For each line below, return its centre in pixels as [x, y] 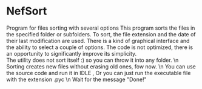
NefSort [27, 11]
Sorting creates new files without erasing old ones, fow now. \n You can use [101, 66]
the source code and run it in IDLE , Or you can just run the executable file [99, 73]
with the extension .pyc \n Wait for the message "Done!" [76, 79]
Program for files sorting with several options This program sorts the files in [101, 28]
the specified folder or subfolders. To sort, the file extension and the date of [101, 34]
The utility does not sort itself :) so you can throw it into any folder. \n [93, 60]
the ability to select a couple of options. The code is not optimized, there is [99, 47]
